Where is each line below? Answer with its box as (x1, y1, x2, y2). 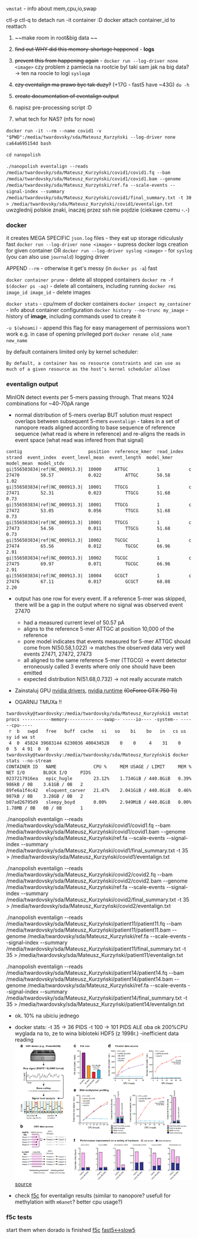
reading (14, 1036, 34, 1043)
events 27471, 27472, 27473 (23, 650, 92, 657)
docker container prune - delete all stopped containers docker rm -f (6, 276, 174, 283)
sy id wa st (6, 734, 35, 740)
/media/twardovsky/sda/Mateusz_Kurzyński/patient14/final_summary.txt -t (6, 994, 188, 1001)
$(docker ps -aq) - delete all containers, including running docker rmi (6, 283, 176, 290)
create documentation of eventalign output (14, 93, 119, 99)
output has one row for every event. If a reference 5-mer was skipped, (14, 595, 186, 602)
